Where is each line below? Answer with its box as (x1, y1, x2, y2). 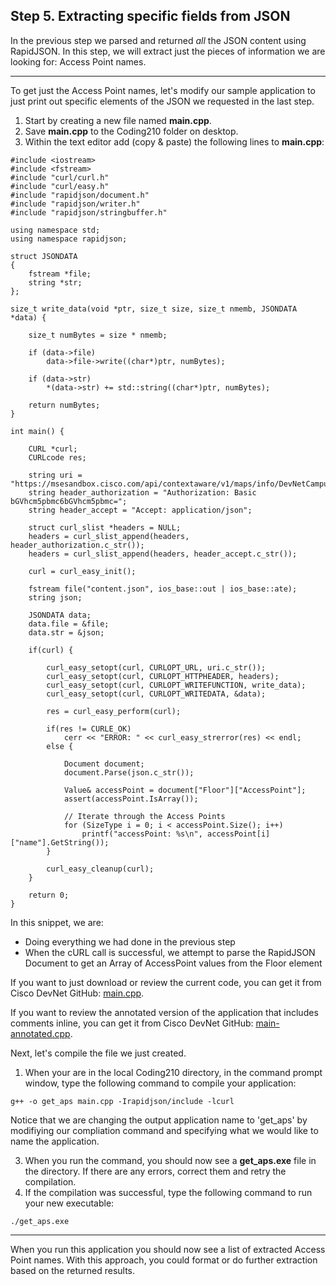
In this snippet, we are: (10, 916, 104, 928)
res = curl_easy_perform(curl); (46, 706, 182, 716)
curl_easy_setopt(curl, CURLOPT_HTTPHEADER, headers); (46, 671, 280, 681)
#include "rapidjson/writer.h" (10, 199, 141, 209)
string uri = (28, 470, 83, 480)
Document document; (63, 759, 145, 769)
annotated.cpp (10, 1027, 71, 1039)
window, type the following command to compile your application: (24, 1077, 297, 1089)
